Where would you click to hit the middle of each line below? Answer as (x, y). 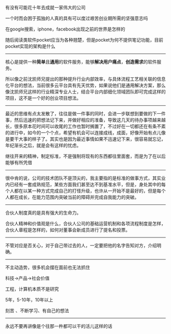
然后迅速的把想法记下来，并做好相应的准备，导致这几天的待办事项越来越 (90, 120)
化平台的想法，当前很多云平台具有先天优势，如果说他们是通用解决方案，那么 (85, 85)
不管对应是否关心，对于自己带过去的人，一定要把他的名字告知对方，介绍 (81, 245)
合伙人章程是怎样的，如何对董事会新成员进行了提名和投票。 (68, 230)
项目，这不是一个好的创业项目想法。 (43, 98)
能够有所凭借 (19, 162)
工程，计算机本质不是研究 (32, 289)
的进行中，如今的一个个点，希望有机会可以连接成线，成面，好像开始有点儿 (83, 133)
